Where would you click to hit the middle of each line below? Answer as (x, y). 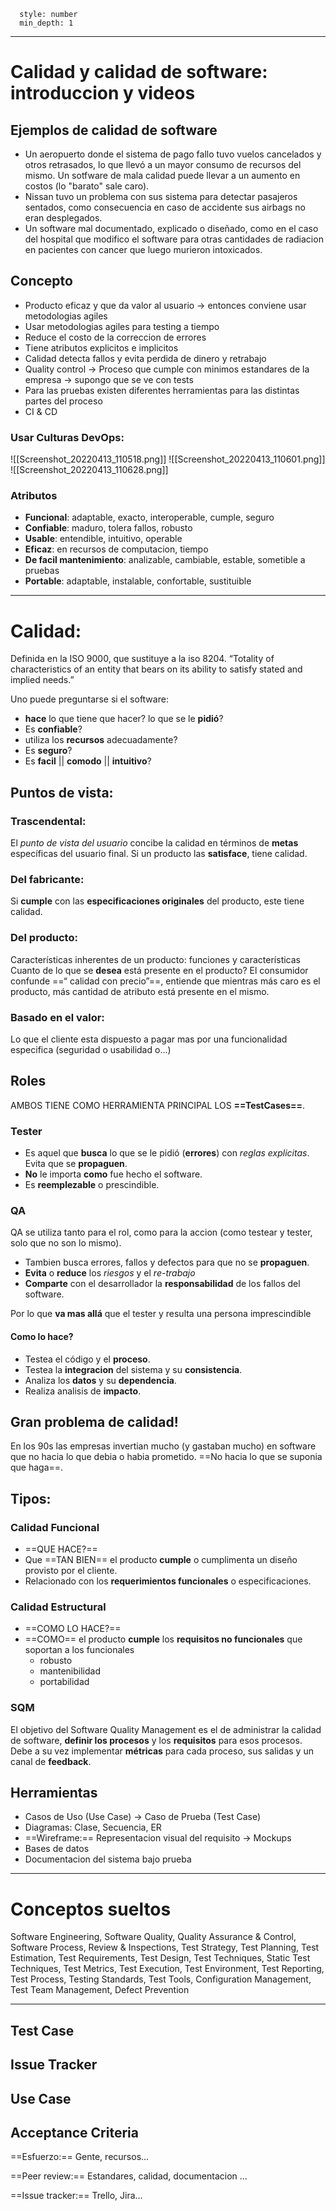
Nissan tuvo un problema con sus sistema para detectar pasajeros (161, 196)
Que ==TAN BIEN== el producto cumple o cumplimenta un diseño (161, 1560)
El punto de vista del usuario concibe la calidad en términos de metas (154, 843)
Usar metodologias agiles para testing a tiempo (122, 326)
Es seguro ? (48, 751)
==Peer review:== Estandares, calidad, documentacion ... (129, 2176)
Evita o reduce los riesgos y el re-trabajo (110, 1273)
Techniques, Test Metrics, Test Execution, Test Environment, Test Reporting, (167, 1969)
